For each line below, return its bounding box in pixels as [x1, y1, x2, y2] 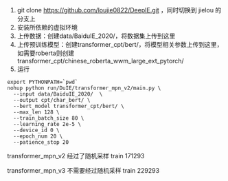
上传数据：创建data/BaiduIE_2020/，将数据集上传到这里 [16, 32, 176, 40]
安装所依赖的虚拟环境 [16, 23, 78, 31]
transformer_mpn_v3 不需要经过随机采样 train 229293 [7, 167, 160, 174]
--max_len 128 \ [13, 109, 60, 116]
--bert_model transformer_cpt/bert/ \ [13, 103, 125, 109]
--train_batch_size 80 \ [13, 115, 84, 122]
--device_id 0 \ [13, 127, 60, 134]
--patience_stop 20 [13, 139, 69, 146]
